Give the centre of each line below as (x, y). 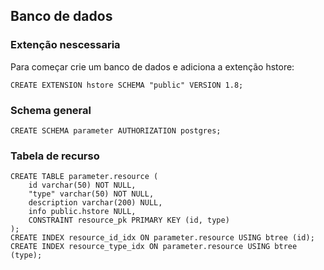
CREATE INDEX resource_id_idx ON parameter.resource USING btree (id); (162, 238)
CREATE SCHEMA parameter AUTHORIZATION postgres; (116, 130)
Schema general (51, 110)
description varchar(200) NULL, (95, 203)
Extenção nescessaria (65, 45)
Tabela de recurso (55, 156)
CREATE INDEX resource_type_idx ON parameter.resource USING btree (154, 247)
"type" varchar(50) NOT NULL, (91, 194)
